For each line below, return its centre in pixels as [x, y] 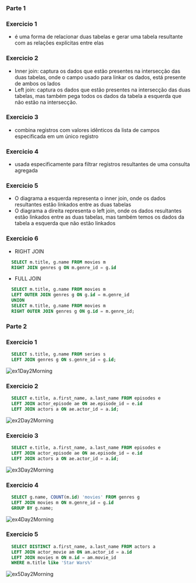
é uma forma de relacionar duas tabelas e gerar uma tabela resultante [99, 37]
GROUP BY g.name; [32, 508]
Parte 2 [17, 326]
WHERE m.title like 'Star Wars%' [52, 563]
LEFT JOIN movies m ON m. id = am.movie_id [64, 557]
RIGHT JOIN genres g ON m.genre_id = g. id [64, 267]
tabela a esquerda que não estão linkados [65, 223]
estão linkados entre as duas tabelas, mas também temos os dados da [99, 217]
